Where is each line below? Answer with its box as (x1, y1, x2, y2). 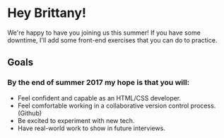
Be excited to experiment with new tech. (17, 116, 135, 125)
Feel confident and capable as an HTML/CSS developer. (17, 93, 182, 102)
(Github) (17, 108, 42, 117)
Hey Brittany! (7, 5, 87, 21)
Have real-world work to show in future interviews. (17, 124, 166, 132)
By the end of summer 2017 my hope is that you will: (7, 78, 190, 88)
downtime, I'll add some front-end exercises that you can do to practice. (7, 35, 218, 44)
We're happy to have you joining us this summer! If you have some (7, 28, 201, 37)
